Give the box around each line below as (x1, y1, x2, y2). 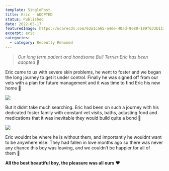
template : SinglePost (5, 7, 51, 13)
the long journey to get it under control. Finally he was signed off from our (5, 74, 158, 80)
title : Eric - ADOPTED (5, 12, 53, 17)
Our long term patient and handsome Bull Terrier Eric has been (17, 54, 148, 60)
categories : (5, 36, 30, 41)
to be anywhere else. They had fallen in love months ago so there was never (5, 139, 163, 145)
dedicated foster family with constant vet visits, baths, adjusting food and (5, 109, 157, 116)
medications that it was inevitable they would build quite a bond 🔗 (5, 115, 141, 121)
